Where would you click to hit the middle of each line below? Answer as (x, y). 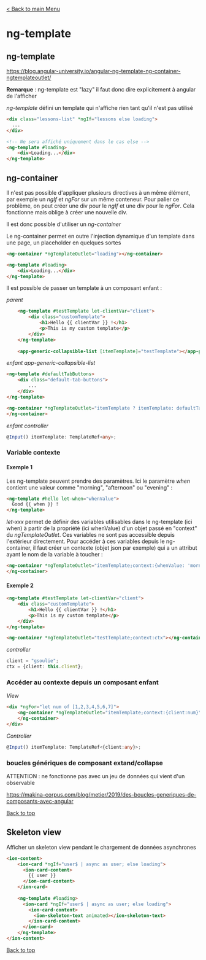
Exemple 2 (20, 585)
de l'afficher (22, 96)
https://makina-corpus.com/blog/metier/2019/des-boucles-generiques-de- (101, 794)
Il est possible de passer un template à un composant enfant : (84, 288)
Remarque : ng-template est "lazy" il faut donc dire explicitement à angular (101, 89)
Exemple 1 (19, 467)
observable (21, 782)
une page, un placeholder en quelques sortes (64, 243)
